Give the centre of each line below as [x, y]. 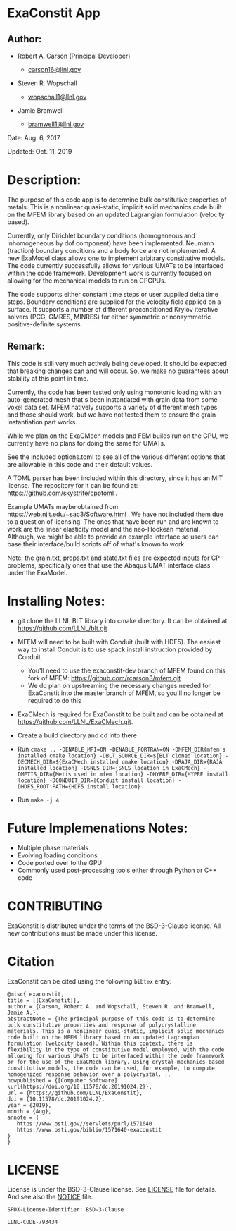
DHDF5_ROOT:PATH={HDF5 [51, 786]
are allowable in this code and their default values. [80, 464]
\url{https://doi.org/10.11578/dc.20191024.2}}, [80, 1086]
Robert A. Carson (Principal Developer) [74, 56]
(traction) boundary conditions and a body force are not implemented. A [111, 250]
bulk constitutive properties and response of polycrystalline [102, 1025]
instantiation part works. [42, 422]
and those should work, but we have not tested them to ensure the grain [112, 415]
